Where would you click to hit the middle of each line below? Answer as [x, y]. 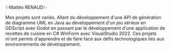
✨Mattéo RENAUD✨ [26, 7]
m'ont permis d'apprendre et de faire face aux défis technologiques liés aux [85, 39]
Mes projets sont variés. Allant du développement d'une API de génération [83, 17]
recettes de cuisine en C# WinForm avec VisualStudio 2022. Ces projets [81, 33]
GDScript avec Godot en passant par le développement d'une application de [85, 28]
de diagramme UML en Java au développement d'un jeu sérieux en [76, 23]
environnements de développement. [43, 44]
